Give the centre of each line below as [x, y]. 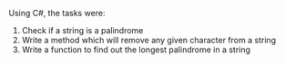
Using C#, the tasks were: [57, 13]
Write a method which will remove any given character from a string [149, 40]
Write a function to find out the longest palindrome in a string [136, 50]
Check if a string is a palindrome [82, 30]
